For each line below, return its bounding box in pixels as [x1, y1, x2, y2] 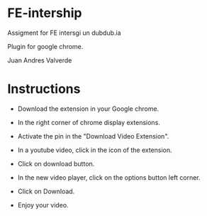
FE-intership [7, 5, 82, 21]
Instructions [7, 81, 81, 97]
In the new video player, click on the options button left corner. [17, 173, 201, 182]
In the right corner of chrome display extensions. [17, 118, 161, 126]
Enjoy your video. [17, 200, 69, 209]
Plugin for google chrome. [7, 42, 84, 50]
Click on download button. [17, 159, 95, 168]
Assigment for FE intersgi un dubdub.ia [7, 28, 122, 37]
